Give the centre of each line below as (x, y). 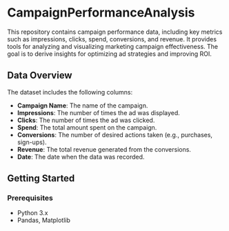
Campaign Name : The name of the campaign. (82, 106)
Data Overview (40, 76)
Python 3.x (32, 213)
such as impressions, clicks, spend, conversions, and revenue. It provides (112, 39)
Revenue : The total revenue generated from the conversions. (104, 149)
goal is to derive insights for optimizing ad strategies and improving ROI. (110, 54)
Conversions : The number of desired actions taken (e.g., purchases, (114, 134)
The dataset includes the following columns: (70, 92)
